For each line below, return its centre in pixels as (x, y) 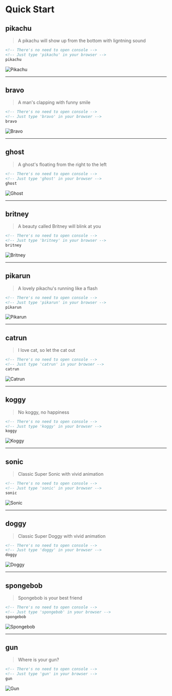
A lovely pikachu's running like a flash (58, 288)
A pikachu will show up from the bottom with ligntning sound (82, 40)
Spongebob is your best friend (50, 598)
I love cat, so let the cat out (46, 350)
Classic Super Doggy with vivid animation (62, 536)
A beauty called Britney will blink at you (59, 226)
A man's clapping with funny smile (54, 102)
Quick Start (30, 9)
